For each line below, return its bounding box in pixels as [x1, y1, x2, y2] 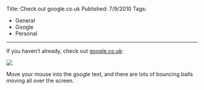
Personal [15, 30, 38, 37]
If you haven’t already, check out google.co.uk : [6, 47, 124, 54]
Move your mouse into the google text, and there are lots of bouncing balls [6, 71, 193, 78]
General [15, 17, 35, 24]
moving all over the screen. [6, 77, 75, 84]
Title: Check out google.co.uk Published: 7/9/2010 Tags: [6, 5, 147, 12]
